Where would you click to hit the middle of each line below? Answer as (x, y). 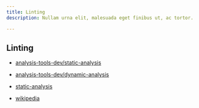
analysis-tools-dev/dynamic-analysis (62, 75)
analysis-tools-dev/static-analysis (58, 63)
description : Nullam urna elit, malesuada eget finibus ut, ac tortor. (100, 18)
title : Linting (26, 12)
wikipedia (27, 98)
